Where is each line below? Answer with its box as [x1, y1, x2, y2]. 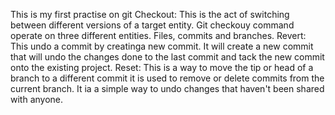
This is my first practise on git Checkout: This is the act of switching [10, 9, 290, 20]
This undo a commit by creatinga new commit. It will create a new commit [10, 40, 314, 52]
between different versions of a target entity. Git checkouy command [10, 19, 295, 31]
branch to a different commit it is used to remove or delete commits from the [10, 72, 325, 84]
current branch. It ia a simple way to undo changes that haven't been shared [10, 83, 325, 94]
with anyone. [10, 94, 64, 105]
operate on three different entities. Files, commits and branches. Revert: [10, 30, 307, 41]
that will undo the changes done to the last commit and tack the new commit [10, 51, 325, 63]
